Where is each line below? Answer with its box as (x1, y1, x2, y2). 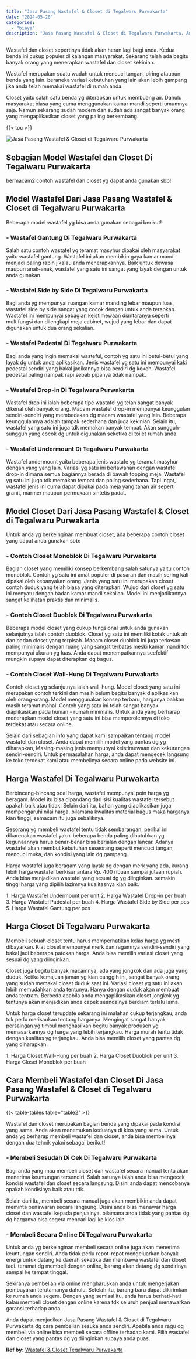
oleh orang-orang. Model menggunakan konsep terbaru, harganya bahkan (6, 696, 185, 703)
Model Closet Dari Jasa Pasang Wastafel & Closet (6, 506, 190, 516)
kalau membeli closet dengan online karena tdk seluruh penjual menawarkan (6, 1299, 190, 1306)
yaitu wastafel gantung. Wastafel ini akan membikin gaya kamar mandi (6, 253, 175, 260)
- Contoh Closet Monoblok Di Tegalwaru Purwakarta (6, 551, 157, 560)
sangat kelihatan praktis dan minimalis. (6, 596, 99, 604)
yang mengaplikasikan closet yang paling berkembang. (6, 113, 139, 120)
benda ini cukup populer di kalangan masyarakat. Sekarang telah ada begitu (6, 53, 189, 60)
